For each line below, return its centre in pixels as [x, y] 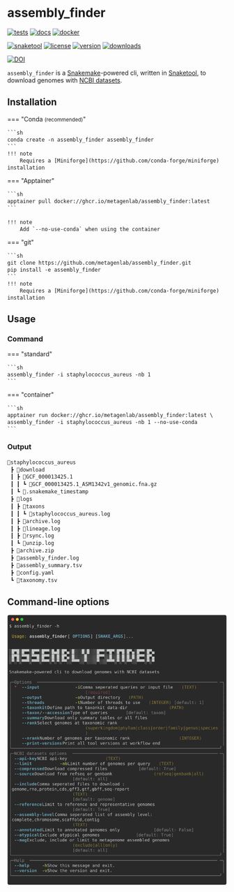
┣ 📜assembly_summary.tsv [46, 565]
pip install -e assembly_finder [54, 270]
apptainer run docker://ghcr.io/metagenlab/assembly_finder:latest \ [110, 416]
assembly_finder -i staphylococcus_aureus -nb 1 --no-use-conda [102, 423]
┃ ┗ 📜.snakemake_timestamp [49, 492]
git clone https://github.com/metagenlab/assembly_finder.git [99, 263]
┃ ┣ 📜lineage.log [35, 529]
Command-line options [58, 602]
